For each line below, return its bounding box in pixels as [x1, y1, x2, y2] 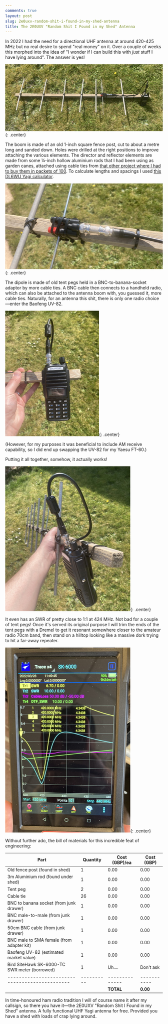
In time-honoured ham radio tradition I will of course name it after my [5, 997, 147, 1003]
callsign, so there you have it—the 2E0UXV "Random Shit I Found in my [5, 1002, 152, 1008]
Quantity [82, 857, 101, 863]
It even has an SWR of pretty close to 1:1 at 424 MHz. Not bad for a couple [5, 616, 158, 622]
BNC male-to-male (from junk [7, 912, 70, 918]
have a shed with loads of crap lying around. [5, 1013, 97, 1019]
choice [144, 296, 159, 302]
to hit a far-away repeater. [5, 638, 59, 644]
